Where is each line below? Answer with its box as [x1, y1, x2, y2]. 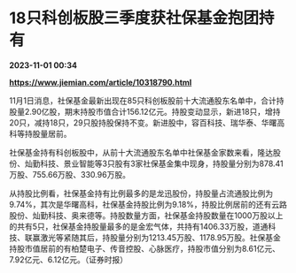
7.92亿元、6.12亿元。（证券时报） [9, 254, 129, 265]
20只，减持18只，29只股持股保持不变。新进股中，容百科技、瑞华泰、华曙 [9, 117, 277, 128]
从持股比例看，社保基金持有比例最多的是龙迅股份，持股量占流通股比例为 [9, 187, 273, 199]
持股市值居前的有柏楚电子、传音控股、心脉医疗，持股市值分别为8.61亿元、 [9, 243, 281, 254]
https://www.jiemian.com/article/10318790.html [9, 77, 192, 87]
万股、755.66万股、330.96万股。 [9, 169, 131, 179]
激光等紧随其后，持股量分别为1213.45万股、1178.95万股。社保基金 [39, 231, 282, 243]
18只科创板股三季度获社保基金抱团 [9, 8, 260, 28]
